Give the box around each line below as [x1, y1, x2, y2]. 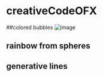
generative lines [6, 61, 68, 71]
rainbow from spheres [6, 41, 91, 51]
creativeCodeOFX [6, 4, 98, 18]
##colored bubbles [6, 24, 53, 31]
